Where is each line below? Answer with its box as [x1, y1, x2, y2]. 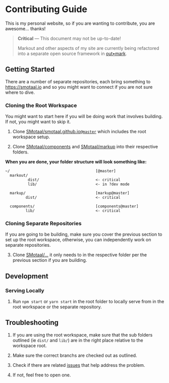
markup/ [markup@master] [10, 191, 130, 196]
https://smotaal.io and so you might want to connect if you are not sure [5, 84, 153, 90]
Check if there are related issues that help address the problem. [12, 362, 145, 368]
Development [5, 271, 49, 281]
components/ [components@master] [10, 204, 139, 209]
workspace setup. [12, 134, 50, 140]
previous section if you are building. [12, 257, 87, 263]
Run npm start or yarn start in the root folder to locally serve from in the [12, 299, 164, 305]
